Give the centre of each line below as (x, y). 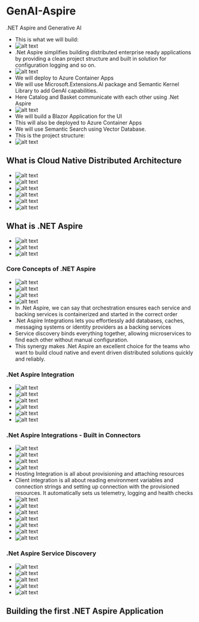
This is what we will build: (47, 39)
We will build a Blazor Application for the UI (68, 116)
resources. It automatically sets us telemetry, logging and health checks (104, 493)
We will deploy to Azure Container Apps (64, 78)
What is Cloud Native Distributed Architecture (94, 161)
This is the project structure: (50, 135)
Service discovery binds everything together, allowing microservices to (103, 333)
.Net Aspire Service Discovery (51, 553)
